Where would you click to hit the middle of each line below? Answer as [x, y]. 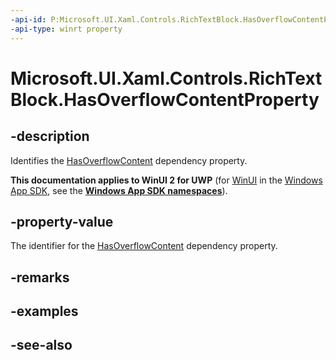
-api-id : [28, 19]
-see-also [41, 345]
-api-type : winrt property [66, 29]
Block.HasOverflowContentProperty [165, 99]
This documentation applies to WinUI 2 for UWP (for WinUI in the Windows [166, 180]
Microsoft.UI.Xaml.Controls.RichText [166, 78]
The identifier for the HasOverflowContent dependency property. [144, 246]
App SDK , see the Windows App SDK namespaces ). [119, 190]
